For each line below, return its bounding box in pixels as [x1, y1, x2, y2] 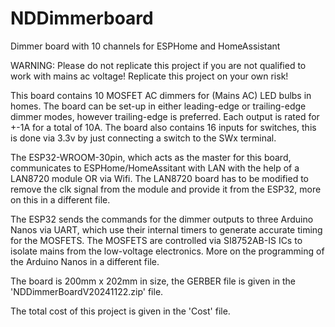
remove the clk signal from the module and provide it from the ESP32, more [10, 183, 322, 195]
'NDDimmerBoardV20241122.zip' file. [10, 285, 164, 297]
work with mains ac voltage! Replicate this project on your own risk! [10, 70, 289, 82]
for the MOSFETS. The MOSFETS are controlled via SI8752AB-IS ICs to [10, 234, 303, 246]
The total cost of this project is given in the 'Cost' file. [10, 305, 231, 317]
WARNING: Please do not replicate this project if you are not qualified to [10, 59, 307, 71]
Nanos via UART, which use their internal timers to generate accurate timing [10, 223, 323, 236]
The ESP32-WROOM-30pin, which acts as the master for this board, [10, 151, 292, 163]
